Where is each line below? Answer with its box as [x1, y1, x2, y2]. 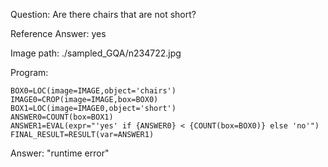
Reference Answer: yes [10, 28, 107, 39]
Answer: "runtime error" [10, 147, 110, 159]
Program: [10, 67, 49, 78]
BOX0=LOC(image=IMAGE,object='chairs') [10, 86, 177, 96]
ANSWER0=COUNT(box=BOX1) [10, 112, 114, 122]
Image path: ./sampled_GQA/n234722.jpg [10, 47, 182, 59]
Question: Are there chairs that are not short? [10, 9, 197, 20]
